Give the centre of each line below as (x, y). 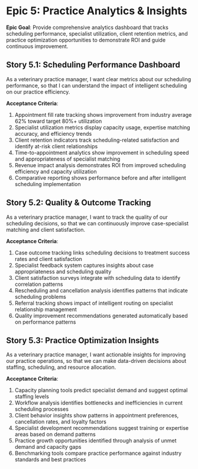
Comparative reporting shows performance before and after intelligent (100, 178)
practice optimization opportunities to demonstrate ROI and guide (86, 40)
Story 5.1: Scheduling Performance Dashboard (93, 65)
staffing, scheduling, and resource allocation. (61, 367)
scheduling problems (40, 296)
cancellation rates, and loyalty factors (60, 422)
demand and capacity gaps (48, 447)
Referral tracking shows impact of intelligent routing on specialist (94, 303)
